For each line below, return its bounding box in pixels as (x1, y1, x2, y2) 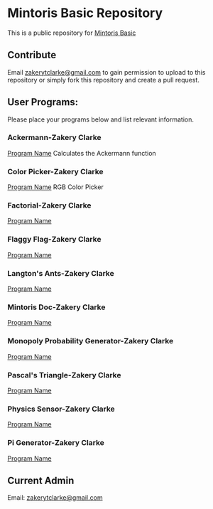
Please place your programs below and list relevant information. (7, 115, 194, 124)
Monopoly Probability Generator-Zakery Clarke (7, 336, 174, 346)
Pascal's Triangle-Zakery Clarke (7, 370, 121, 380)
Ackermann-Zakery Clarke (7, 133, 102, 143)
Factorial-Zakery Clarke (7, 200, 92, 210)
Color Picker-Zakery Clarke (7, 166, 104, 176)
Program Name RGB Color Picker (7, 183, 104, 191)
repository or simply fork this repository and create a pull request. (7, 75, 200, 84)
